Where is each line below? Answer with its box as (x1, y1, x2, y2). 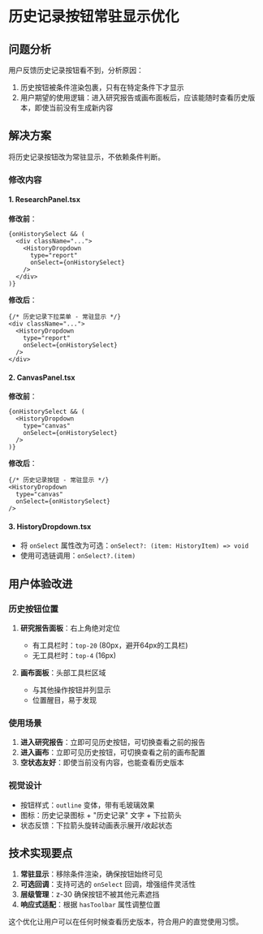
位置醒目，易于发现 (32, 695, 97, 705)
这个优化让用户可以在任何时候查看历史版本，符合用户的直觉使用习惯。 (8, 917, 244, 927)
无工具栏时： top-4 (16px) (32, 651, 116, 661)
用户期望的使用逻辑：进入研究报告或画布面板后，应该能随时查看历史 (19, 93, 248, 102)
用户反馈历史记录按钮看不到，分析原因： (8, 66, 144, 75)
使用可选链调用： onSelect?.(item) (19, 551, 136, 561)
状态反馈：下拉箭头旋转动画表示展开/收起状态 (19, 820, 173, 830)
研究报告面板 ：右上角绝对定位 (19, 623, 120, 633)
